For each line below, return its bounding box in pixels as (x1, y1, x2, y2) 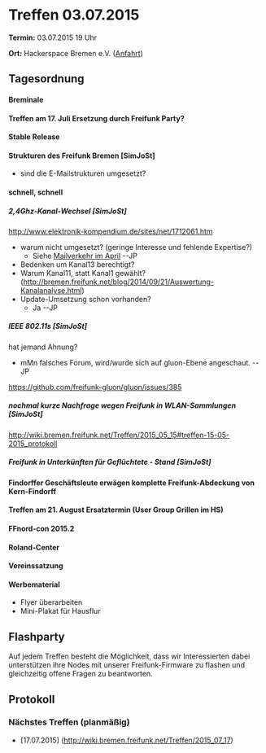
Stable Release (8, 132, 60, 142)
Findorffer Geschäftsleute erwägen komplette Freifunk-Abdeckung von (8, 478, 255, 488)
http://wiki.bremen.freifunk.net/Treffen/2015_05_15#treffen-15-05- (8, 430, 230, 440)
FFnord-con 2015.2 (8, 523, 75, 533)
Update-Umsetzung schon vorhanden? (20, 294, 152, 304)
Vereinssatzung (8, 561, 63, 571)
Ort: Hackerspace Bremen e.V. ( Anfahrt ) (8, 48, 144, 58)
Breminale (8, 94, 44, 104)
